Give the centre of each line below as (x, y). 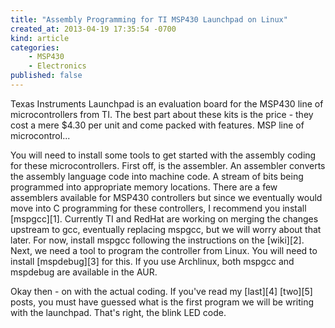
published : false (46, 76)
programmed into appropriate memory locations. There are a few (144, 187)
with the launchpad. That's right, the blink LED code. (118, 312)
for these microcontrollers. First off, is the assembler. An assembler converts (168, 165)
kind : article (40, 38)
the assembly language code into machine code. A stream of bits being (157, 176)
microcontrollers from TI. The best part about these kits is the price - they (162, 114)
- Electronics (57, 66)
